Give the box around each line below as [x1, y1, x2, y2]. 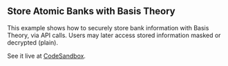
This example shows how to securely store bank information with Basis [7, 23, 209, 32]
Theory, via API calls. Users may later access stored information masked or [7, 31, 221, 39]
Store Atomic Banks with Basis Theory [7, 5, 175, 17]
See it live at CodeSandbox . [7, 52, 86, 60]
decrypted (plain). [7, 38, 59, 47]
